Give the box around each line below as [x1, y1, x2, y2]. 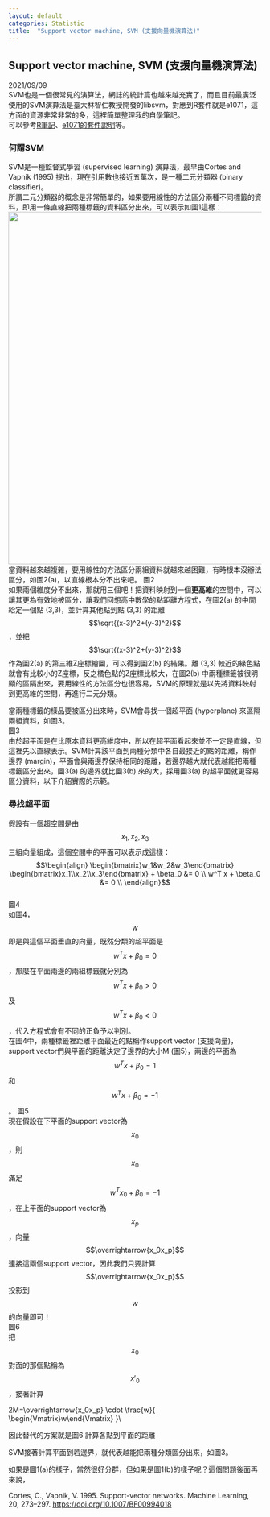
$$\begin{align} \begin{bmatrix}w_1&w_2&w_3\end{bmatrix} [35, 860, 235, 870]
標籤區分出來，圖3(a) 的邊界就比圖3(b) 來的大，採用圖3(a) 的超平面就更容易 [8, 766, 260, 776]
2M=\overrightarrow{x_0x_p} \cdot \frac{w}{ [8, 1405, 156, 1415]
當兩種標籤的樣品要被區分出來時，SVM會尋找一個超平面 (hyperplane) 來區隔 [8, 706, 261, 715]
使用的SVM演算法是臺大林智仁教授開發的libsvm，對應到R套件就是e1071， [8, 100, 252, 110]
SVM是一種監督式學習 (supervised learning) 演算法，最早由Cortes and [8, 162, 241, 172]
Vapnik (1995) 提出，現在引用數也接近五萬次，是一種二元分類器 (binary [8, 172, 243, 182]
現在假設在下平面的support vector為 [8, 1116, 129, 1125]
